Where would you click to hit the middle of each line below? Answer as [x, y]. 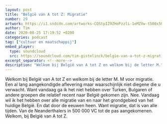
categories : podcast [27, 38]
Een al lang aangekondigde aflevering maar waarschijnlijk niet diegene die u [83, 84]
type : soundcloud [28, 51]
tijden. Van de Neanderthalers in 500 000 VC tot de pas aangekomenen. [79, 111]
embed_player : [20, 47]
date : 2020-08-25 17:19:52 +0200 [40, 33]
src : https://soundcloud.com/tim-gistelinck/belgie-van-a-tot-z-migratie [87, 56]
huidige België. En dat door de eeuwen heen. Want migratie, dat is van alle [81, 106]
